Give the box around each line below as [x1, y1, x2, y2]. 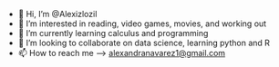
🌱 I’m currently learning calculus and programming [17, 28, 209, 38]
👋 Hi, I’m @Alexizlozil [17, 9, 98, 19]
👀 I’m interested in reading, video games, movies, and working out [17, 18, 267, 29]
